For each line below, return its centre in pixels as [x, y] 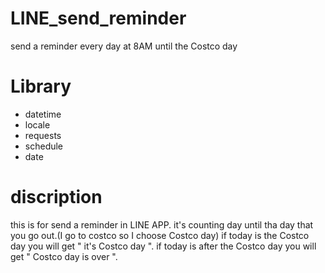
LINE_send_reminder [98, 18]
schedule [44, 146]
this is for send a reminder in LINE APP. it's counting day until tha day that [162, 224]
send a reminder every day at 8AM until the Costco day [124, 46]
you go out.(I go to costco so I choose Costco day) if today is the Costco [160, 235]
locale [37, 124]
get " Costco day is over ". [64, 256]
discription [56, 197]
